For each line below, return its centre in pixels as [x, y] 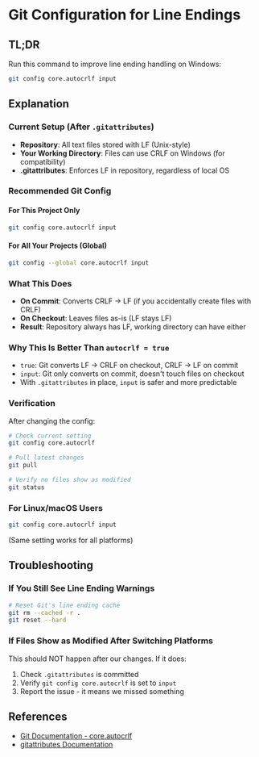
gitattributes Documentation [66, 745]
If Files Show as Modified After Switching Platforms [111, 641]
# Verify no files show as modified [70, 480]
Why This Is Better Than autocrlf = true [89, 347]
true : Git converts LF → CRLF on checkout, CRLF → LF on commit [129, 366]
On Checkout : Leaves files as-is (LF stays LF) [96, 318]
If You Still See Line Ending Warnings [82, 588]
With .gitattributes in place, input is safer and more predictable [128, 383]
